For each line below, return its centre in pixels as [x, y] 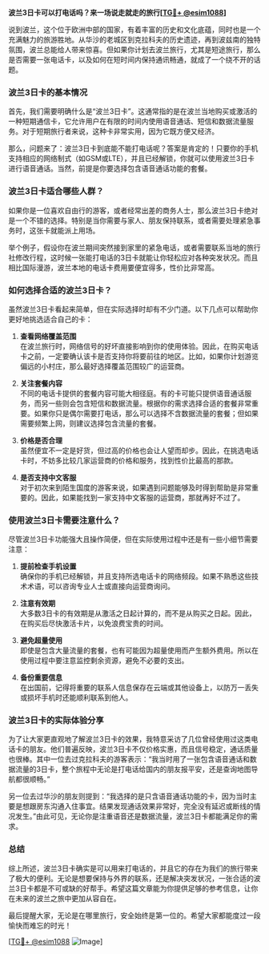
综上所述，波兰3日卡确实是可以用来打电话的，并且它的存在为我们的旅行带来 [133, 868]
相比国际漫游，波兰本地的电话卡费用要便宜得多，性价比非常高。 [113, 267]
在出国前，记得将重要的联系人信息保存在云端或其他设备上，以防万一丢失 [139, 688]
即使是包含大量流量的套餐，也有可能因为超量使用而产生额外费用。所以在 [139, 651]
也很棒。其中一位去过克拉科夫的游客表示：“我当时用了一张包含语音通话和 [129, 759]
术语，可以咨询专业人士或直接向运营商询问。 [100, 586]
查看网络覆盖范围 [48, 336]
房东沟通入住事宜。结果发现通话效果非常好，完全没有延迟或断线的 [145, 806]
